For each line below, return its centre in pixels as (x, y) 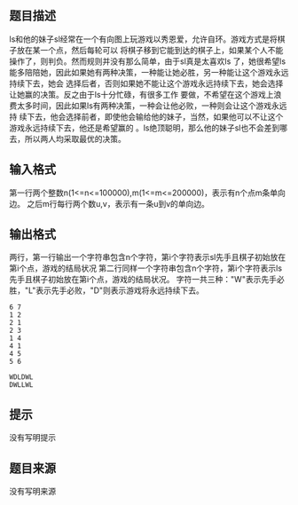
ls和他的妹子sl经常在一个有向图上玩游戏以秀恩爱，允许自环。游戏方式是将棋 (147, 39)
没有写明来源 (32, 492)
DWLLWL (21, 385)
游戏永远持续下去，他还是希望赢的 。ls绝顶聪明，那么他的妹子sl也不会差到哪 (149, 128)
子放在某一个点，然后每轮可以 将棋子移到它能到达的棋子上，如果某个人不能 (146, 50)
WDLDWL (21, 377)
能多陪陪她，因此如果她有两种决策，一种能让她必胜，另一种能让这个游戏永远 (149, 72)
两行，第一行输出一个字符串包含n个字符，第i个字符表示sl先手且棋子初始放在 (148, 257)
